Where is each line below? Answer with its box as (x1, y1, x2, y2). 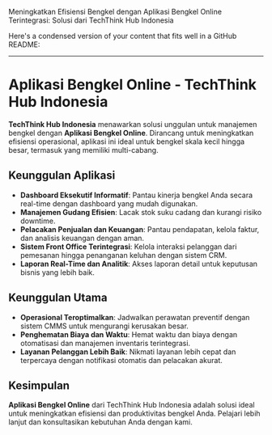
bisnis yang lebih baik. (19, 267, 96, 277)
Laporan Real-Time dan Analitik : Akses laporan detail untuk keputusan (19, 259, 257, 268)
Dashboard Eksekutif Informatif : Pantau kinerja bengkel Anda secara (19, 190, 253, 200)
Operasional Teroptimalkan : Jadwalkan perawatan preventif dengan (19, 312, 250, 322)
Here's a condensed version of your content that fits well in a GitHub (8, 32, 237, 40)
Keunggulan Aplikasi (8, 169, 116, 183)
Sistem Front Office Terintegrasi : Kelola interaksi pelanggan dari (19, 242, 237, 251)
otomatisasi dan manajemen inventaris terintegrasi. (19, 338, 191, 348)
